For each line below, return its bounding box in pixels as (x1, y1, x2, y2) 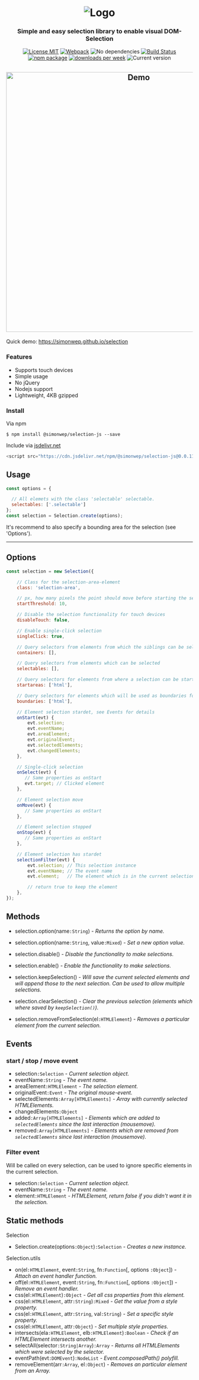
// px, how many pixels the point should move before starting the (17, 595, 187, 601)
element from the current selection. (14, 1022, 101, 1029)
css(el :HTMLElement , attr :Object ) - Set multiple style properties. (14, 1322, 169, 1330)
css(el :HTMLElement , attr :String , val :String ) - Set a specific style (14, 1310, 174, 1317)
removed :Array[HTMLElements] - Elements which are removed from (14, 1127, 179, 1134)
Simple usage (14, 372, 49, 380)
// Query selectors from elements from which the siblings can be (17, 644, 184, 650)
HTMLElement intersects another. (14, 1335, 97, 1343)
